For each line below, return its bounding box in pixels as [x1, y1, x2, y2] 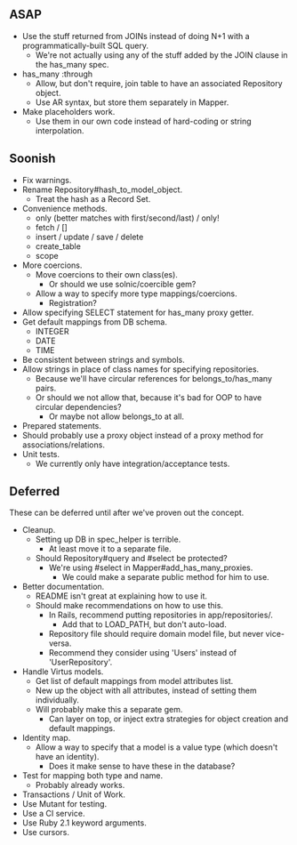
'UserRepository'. [48, 657, 113, 668]
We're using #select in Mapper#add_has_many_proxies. [48, 562, 253, 573]
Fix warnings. [21, 174, 72, 185]
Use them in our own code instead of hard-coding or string [35, 116, 252, 126]
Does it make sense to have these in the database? [48, 760, 236, 772]
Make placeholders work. [21, 106, 116, 117]
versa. [48, 638, 72, 648]
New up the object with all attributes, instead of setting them [35, 685, 257, 696]
